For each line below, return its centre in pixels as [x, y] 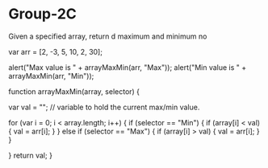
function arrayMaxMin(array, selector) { [74, 91]
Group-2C [42, 14]
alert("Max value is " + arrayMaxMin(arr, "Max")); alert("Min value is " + [128, 67]
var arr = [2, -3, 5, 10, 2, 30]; [56, 51]
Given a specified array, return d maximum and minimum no [108, 36]
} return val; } [30, 155]
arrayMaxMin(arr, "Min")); [51, 76]
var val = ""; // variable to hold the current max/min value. [104, 107]
